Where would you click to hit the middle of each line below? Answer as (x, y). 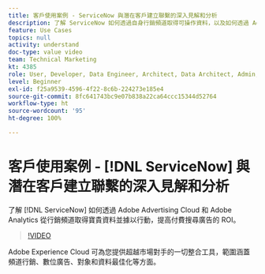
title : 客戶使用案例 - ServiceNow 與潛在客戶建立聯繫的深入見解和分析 (113, 15)
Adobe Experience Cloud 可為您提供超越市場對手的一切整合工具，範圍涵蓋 (129, 251)
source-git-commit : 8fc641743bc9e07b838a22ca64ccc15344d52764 (112, 96)
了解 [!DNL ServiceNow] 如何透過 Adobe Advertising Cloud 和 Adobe (120, 209)
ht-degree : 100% (35, 118)
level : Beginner (35, 81)
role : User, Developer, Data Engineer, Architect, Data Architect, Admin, (134, 74)
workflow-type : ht (38, 103)
